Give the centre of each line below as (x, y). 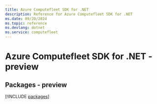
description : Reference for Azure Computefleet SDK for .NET (69, 14)
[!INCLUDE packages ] (27, 96)
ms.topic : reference (26, 23)
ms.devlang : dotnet (25, 28)
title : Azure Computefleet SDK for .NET (47, 10)
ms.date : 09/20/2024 (26, 19)
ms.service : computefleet (31, 32)
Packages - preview (36, 85)
